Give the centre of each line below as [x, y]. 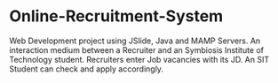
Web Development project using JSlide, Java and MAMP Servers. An [135, 41]
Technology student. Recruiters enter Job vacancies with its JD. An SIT [139, 59]
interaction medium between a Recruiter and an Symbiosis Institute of [137, 49]
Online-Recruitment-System [116, 16]
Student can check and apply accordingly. [87, 69]
